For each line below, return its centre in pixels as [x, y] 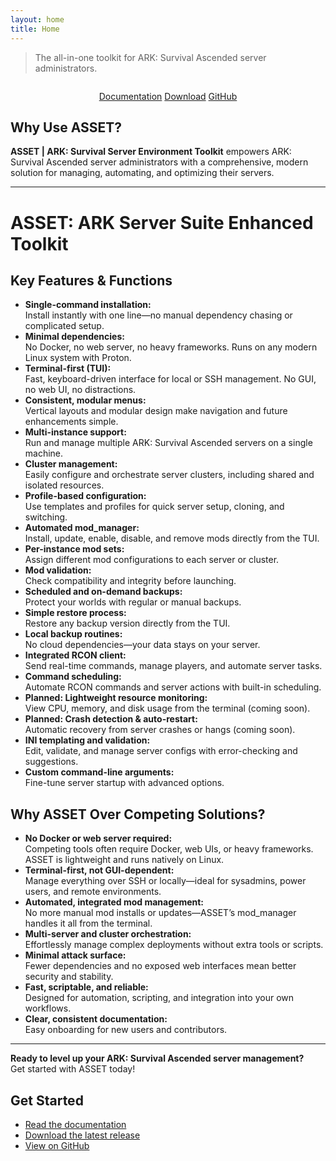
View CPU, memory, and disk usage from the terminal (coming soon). [167, 708]
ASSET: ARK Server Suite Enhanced [162, 222]
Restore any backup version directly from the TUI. [127, 623]
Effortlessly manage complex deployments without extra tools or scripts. [174, 945]
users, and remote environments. [93, 892]
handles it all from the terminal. [88, 923]
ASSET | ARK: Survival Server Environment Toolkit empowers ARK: [151, 152]
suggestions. [51, 762]
